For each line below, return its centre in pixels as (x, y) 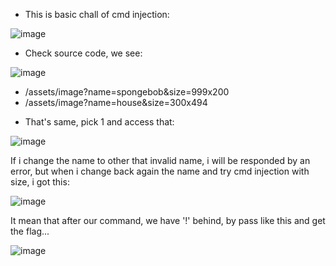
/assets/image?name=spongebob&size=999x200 (127, 92)
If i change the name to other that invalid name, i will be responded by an (160, 160)
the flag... (30, 231)
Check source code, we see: (83, 53)
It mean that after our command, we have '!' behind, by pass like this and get (168, 220)
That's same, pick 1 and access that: (99, 122)
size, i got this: (40, 182)
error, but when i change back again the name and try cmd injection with (160, 171)
